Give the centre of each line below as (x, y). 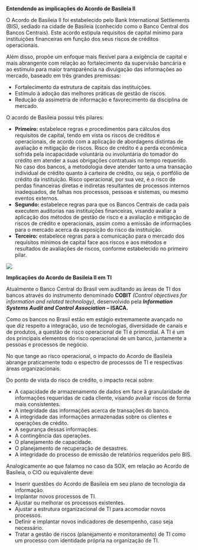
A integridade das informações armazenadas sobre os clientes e (93, 417)
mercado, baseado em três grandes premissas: (64, 76)
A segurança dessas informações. (56, 429)
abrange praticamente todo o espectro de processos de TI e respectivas (94, 362)
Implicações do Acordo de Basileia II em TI (59, 277)
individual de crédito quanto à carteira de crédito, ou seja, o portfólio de (102, 173)
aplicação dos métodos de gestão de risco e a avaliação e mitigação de (102, 217)
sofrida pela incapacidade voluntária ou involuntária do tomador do (96, 154)
